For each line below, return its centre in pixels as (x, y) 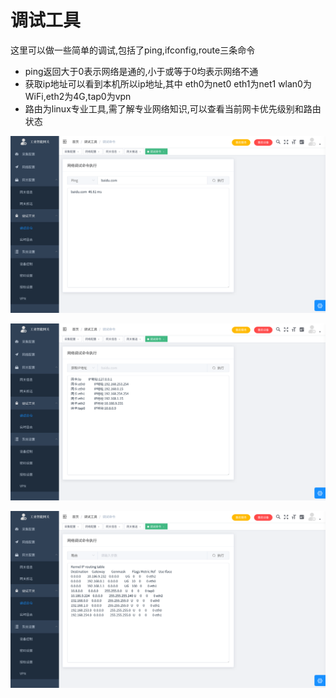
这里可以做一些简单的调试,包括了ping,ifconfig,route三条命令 (133, 50)
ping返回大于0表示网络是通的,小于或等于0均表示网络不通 (141, 71)
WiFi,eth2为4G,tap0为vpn (78, 96)
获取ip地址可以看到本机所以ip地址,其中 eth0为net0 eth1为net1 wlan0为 (168, 83)
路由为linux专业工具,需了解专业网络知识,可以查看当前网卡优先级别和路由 (173, 108)
